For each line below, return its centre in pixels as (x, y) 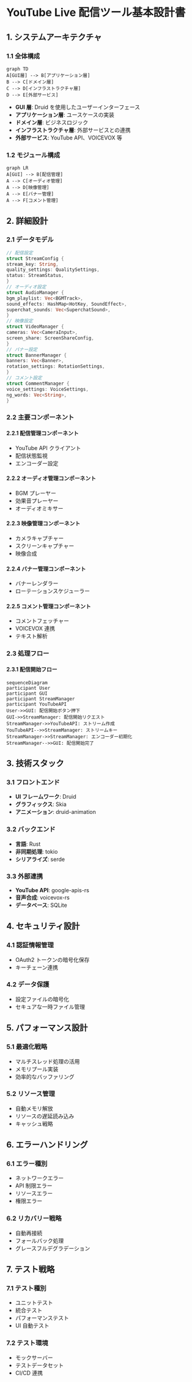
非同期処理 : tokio (36, 851)
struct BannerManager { (37, 355)
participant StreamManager (41, 699)
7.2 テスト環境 (27, 1343)
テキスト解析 (31, 636)
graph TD (17, 69)
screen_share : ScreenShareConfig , (50, 338)
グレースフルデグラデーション (53, 1248)
